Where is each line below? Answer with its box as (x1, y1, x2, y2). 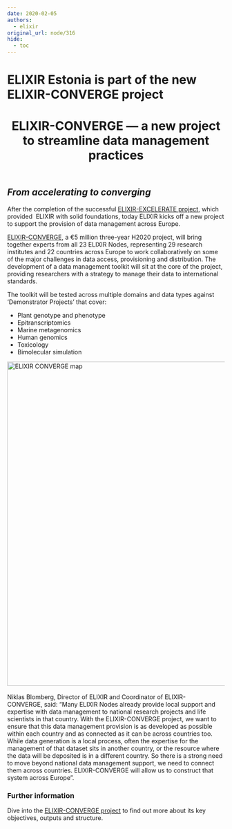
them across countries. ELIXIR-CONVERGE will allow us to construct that (7, 766, 214, 774)
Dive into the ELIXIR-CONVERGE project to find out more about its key (7, 806, 206, 815)
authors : (7, 17, 32, 23)
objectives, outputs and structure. (7, 814, 104, 822)
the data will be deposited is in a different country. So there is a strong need (7, 751, 223, 760)
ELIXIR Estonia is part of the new (7, 72, 197, 88)
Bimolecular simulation (17, 347, 82, 356)
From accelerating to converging (7, 187, 151, 198)
